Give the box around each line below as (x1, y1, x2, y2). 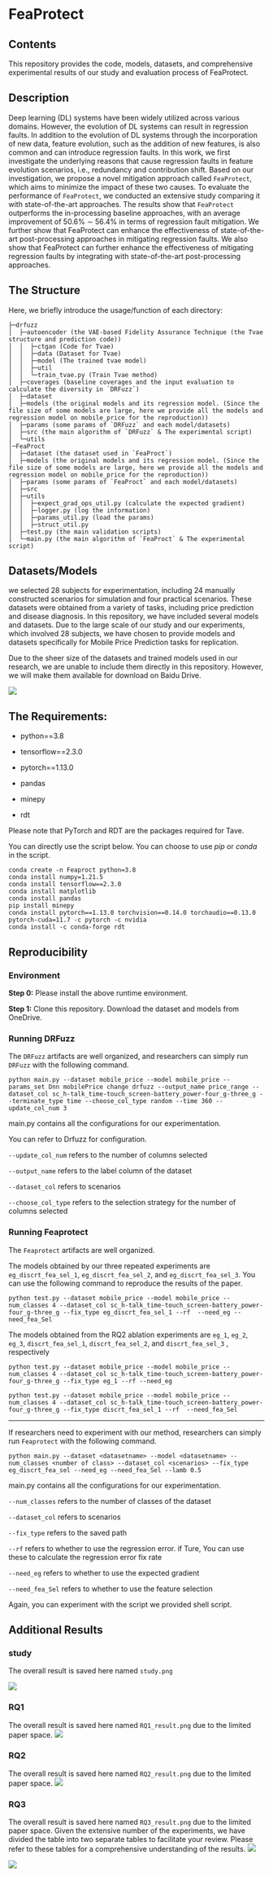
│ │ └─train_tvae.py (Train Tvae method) (8, 371, 158, 379)
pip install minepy (8, 902, 75, 910)
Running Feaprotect (8, 1227, 89, 1238)
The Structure (8, 284, 81, 297)
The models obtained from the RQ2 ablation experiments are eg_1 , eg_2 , (8, 1330, 249, 1339)
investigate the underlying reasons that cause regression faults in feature (8, 156, 253, 165)
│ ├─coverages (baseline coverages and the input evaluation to (8, 378, 234, 386)
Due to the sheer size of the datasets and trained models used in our (8, 653, 238, 663)
